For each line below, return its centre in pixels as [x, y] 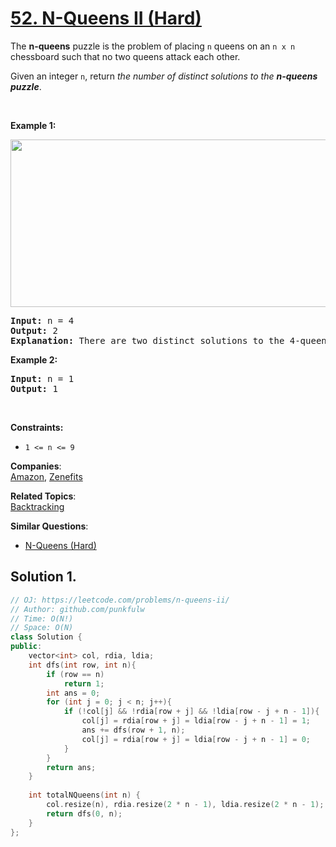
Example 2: [34, 359]
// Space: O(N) [42, 628]
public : [26, 647]
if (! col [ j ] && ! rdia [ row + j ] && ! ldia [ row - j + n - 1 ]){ [191, 712]
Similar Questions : [49, 526]
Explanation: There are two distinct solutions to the [147, 340]
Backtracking [37, 506]
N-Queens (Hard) [60, 545]
